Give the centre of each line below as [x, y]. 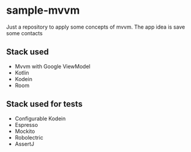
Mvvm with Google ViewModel [53, 66]
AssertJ [24, 144]
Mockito [25, 131]
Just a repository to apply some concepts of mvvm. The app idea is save [95, 27]
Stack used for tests [44, 104]
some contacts [24, 33]
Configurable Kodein [40, 118]
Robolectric [29, 137]
